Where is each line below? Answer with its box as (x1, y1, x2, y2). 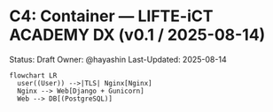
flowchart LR (9, 71, 58, 80)
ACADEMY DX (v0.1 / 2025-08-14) (9, 25, 266, 45)
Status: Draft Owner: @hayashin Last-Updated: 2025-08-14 (9, 54, 228, 64)
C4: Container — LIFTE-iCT (9, 6, 214, 26)
